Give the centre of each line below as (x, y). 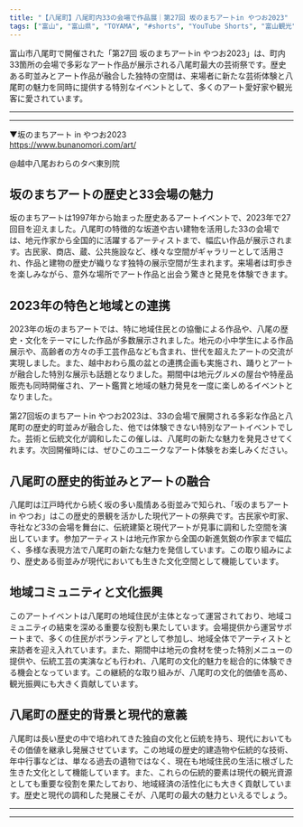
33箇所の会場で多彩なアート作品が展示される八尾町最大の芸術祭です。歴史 (148, 64)
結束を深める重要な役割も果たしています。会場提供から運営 (166, 627)
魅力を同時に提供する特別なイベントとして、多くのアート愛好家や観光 (163, 87)
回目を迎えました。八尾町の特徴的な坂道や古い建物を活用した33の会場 (141, 229)
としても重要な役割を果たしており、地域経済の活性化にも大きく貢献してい (147, 784)
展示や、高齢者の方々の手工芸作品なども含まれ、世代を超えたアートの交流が (151, 352)
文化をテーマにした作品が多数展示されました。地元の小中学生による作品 (159, 341)
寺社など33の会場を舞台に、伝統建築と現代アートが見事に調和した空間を (144, 527)
